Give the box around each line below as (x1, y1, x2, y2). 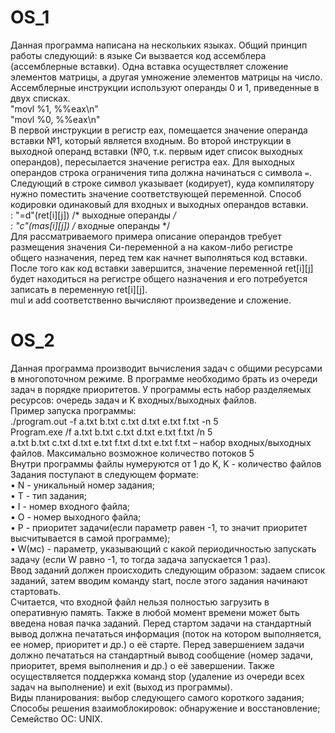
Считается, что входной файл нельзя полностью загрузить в (10, 596, 270, 608)
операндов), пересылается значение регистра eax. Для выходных (10, 156, 296, 168)
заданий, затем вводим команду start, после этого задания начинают (10, 574, 309, 586)
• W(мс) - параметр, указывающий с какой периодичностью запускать (10, 542, 317, 555)
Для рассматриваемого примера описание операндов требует (10, 230, 282, 242)
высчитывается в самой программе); (10, 532, 171, 544)
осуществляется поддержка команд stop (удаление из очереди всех (10, 670, 306, 682)
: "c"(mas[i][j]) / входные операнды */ (10, 219, 171, 231)
